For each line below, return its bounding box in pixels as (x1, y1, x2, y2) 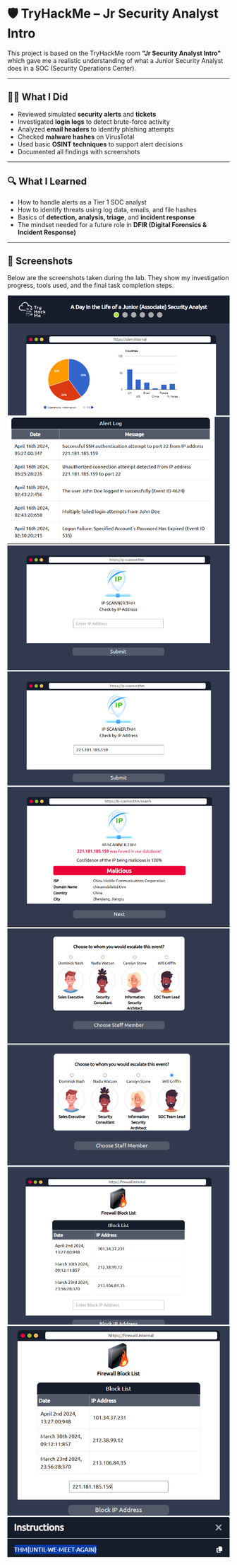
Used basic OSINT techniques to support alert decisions (17, 139, 183, 149)
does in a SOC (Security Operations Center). (7, 64, 136, 72)
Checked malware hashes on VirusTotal (17, 132, 135, 141)
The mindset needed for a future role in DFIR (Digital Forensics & (17, 220, 207, 229)
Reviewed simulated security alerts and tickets (17, 110, 157, 118)
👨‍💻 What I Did (7, 91, 68, 103)
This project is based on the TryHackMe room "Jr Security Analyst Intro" (7, 49, 221, 57)
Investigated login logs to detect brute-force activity (17, 117, 171, 126)
